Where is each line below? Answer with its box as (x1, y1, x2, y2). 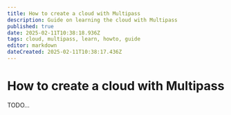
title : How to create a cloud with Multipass (7, 10, 140, 17)
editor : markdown (7, 42, 57, 49)
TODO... (7, 101, 30, 109)
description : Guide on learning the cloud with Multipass (7, 17, 178, 23)
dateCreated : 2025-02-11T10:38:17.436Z (7, 49, 122, 56)
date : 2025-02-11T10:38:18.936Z (7, 29, 100, 36)
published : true (7, 23, 54, 30)
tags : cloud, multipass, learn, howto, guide (7, 36, 140, 43)
